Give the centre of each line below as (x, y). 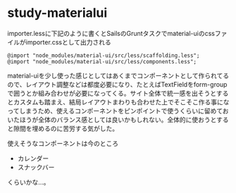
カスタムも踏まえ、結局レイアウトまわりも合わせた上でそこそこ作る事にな (121, 102)
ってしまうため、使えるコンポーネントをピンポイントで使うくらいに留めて (115, 111)
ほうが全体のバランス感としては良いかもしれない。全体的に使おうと (118, 119)
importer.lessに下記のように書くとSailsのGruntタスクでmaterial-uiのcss (111, 33)
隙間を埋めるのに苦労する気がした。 (66, 128)
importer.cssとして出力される (68, 42)
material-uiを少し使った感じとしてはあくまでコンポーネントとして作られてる (118, 75)
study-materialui (57, 13)
